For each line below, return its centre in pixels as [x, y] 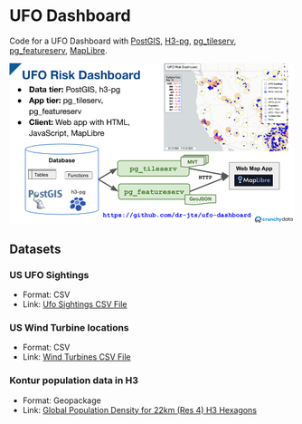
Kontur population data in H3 [74, 381]
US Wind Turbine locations [69, 328]
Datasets [35, 249]
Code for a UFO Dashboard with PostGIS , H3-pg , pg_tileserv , [123, 41]
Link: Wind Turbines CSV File [76, 357]
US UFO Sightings [49, 275]
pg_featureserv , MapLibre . [59, 50]
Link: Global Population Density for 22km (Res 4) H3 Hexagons [140, 410]
